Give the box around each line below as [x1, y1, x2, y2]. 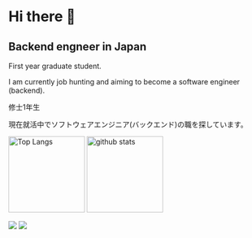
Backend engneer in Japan [8, 40, 147, 54]
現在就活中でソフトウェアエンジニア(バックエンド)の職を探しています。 [8, 119, 248, 129]
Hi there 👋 [8, 7, 76, 26]
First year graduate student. [8, 61, 102, 71]
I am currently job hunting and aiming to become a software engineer [8, 77, 241, 86]
